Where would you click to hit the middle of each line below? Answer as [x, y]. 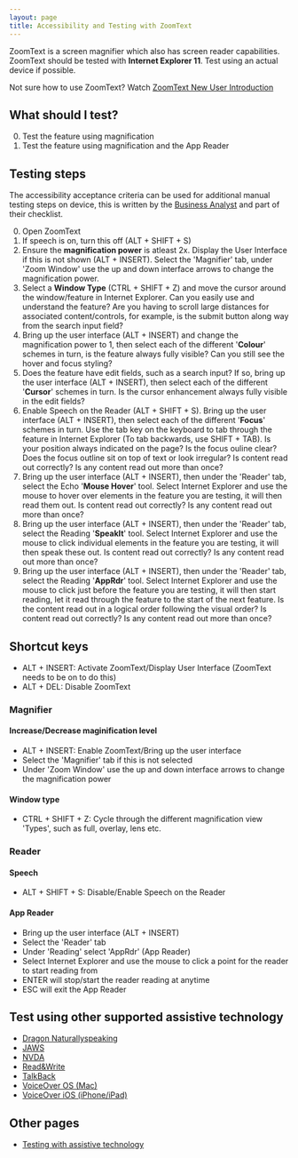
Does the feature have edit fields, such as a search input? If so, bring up [153, 373]
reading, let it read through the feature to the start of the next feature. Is [153, 600]
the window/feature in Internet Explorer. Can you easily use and [138, 298]
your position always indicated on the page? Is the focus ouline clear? [149, 449]
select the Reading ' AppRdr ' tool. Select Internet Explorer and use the [149, 581]
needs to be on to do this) [69, 677]
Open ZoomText [51, 231]
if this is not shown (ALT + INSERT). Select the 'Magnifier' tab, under [147, 260]
